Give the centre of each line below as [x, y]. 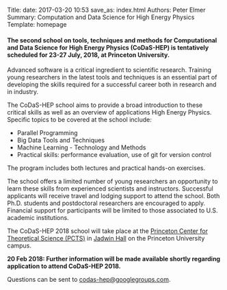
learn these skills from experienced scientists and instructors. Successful [110, 189]
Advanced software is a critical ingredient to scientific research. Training [109, 70]
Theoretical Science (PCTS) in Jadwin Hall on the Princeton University [106, 239]
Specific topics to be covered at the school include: [79, 120]
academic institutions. [38, 218]
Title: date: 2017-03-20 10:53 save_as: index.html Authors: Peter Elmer [106, 10]
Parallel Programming [47, 133]
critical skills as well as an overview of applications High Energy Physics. [109, 112]
